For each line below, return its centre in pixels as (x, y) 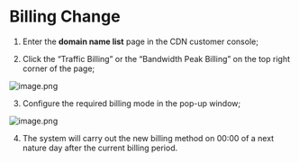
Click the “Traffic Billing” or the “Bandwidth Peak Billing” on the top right (156, 58)
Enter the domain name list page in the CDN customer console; (140, 41)
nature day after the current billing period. (100, 148)
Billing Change (65, 17)
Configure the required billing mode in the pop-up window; (131, 103)
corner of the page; (59, 68)
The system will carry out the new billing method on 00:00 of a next (148, 138)
